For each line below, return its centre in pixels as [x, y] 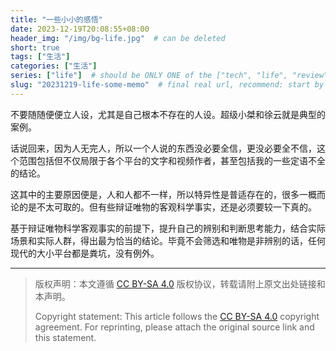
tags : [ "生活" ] [40, 57]
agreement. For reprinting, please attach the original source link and [174, 327]
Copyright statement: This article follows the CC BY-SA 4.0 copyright [177, 316]
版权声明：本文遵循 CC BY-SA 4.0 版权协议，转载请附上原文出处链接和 [180, 283]
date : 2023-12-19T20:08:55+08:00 [80, 29]
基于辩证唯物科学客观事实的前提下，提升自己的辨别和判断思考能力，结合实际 [168, 228]
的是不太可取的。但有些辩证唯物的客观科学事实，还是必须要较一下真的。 [167, 207]
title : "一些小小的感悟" [56, 19]
